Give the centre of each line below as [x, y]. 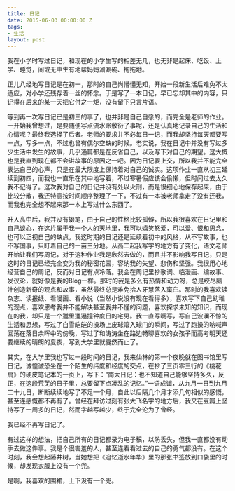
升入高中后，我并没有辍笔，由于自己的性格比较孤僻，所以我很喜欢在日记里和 [117, 220]
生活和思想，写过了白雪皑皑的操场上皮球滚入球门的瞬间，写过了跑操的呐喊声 [117, 325]
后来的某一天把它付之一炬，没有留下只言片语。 [93, 102]
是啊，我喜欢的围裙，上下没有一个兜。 [62, 480]
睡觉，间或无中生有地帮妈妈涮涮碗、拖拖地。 [84, 69]
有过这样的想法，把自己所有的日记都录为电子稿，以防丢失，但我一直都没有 [114, 440]
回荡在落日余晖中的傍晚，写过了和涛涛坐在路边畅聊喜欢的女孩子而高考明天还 [117, 333]
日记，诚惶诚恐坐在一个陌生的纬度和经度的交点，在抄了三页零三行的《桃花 [114, 366]
